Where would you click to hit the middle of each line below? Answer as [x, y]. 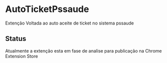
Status [16, 39]
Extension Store [22, 56]
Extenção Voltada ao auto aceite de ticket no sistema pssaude [70, 23]
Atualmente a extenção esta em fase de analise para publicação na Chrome [83, 50]
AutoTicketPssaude [47, 9]
